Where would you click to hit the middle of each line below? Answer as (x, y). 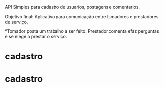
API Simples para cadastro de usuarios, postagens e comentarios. (73, 7)
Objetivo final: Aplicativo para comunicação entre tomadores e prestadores (82, 16)
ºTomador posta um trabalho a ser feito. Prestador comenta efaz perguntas (82, 31)
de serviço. (17, 22)
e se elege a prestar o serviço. (36, 37)
